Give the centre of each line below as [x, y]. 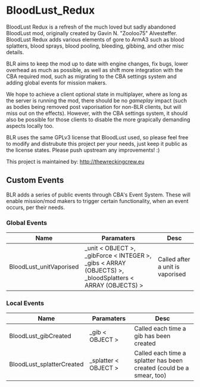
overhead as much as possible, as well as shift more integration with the [95, 70]
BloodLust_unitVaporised [44, 267]
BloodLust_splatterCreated [46, 364]
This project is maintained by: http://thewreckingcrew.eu [75, 161]
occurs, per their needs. [36, 207]
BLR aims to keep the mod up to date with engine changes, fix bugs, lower [97, 64]
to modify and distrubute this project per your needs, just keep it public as [97, 143]
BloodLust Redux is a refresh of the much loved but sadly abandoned [91, 27]
